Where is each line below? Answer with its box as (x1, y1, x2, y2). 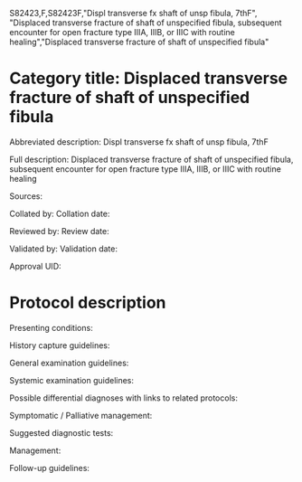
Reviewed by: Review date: (9, 225, 110, 236)
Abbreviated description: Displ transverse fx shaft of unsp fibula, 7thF (9, 136, 269, 147)
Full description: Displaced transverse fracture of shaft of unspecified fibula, (9, 154, 294, 165)
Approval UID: (9, 260, 61, 271)
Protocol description (9, 293, 166, 313)
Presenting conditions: (9, 322, 93, 333)
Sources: (9, 190, 43, 202)
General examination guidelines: (9, 357, 129, 368)
